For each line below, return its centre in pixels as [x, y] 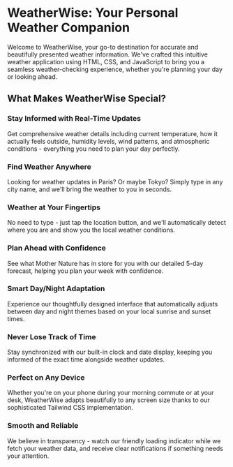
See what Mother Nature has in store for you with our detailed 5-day [105, 263]
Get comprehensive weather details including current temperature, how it [113, 133]
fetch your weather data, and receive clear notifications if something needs [115, 448]
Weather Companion [69, 28]
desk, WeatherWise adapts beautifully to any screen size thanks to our [109, 400]
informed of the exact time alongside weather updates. [86, 359]
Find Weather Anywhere [50, 167]
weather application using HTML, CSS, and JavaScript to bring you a [106, 61]
